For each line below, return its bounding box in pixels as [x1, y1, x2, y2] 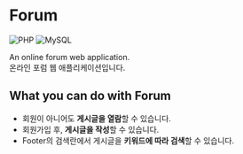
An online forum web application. [9, 51, 130, 62]
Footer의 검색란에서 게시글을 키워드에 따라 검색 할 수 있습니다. [21, 135, 235, 146]
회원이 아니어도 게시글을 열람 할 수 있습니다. [21, 112, 171, 124]
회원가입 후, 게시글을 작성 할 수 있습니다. [21, 124, 160, 135]
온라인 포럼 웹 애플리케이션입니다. [9, 62, 126, 73]
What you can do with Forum [9, 89, 171, 104]
